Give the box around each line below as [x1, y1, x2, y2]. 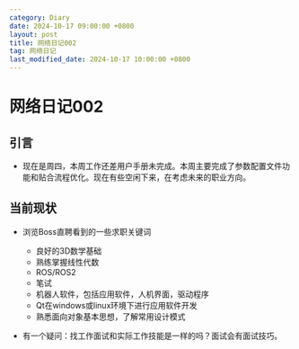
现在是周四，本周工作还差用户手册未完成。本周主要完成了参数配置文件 [22, 161, 283, 171]
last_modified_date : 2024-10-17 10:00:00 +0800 [9, 55, 191, 64]
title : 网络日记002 [9, 38, 77, 48]
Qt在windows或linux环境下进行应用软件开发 [35, 300, 198, 310]
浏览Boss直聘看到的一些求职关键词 [22, 226, 152, 237]
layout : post [9, 30, 58, 39]
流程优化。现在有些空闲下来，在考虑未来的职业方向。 [53, 172, 251, 183]
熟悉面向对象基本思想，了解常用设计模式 [35, 311, 186, 322]
